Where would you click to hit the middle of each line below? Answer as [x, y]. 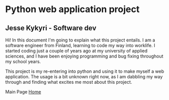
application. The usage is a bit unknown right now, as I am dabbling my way [84, 77]
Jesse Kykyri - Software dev [51, 28]
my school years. [23, 61]
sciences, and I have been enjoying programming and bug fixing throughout [84, 56]
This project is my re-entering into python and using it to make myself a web [85, 71]
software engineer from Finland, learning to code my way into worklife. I [80, 45]
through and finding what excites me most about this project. [69, 82]
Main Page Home [23, 92]
